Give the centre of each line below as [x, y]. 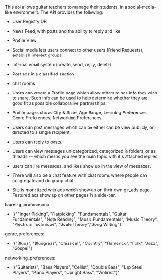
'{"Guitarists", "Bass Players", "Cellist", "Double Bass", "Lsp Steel [77, 267]
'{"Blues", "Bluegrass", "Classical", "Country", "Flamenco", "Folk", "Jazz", [85, 243]
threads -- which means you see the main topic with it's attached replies [85, 156]
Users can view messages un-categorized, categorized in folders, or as [84, 151]
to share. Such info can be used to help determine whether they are [80, 98]
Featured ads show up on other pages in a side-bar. [64, 195]
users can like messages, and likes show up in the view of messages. [81, 166]
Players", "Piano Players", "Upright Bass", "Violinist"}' [65, 272]
